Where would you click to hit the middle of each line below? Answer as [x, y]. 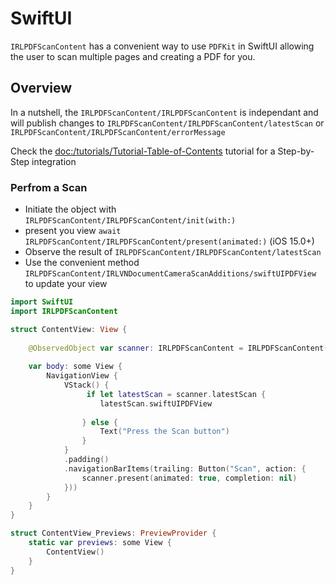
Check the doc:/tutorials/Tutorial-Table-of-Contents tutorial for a [143, 151]
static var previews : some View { [100, 543]
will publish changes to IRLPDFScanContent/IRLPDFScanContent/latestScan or [167, 123]
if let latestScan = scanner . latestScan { [176, 394]
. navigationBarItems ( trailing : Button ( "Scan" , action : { [185, 468]
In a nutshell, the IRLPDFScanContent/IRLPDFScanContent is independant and [164, 112]
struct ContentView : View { [69, 329]
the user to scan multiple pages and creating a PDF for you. [133, 56]
